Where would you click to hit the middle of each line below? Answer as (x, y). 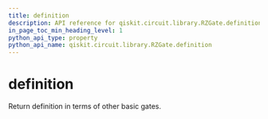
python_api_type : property (53, 38)
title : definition (39, 15)
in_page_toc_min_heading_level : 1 (66, 30)
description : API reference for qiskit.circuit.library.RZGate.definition (135, 23)
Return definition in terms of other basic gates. (85, 106)
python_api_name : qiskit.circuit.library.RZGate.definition (110, 45)
